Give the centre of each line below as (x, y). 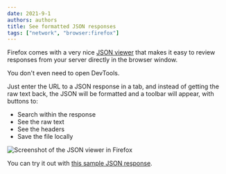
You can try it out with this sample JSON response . (80, 164)
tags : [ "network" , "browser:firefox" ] (63, 33)
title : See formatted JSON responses (62, 26)
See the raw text (41, 122)
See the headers (41, 129)
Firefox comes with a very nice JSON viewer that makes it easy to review (111, 52)
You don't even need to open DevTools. (63, 73)
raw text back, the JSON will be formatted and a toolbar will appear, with (111, 94)
